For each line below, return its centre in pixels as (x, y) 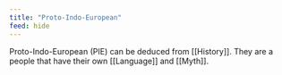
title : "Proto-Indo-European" (66, 17)
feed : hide (30, 26)
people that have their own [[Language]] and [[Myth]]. (109, 61)
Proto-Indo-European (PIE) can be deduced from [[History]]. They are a (141, 51)
